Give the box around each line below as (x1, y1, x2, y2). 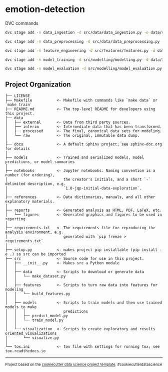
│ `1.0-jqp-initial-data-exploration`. (5, 186, 142, 191)
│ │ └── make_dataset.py (5, 274, 66, 279)
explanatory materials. (5, 199, 55, 204)
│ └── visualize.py (5, 335, 59, 340)
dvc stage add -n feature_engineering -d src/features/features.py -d (5, 48, 155, 53)
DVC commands (5, 20, 38, 26)
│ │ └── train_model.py (5, 318, 64, 323)
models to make (5, 305, 37, 310)
